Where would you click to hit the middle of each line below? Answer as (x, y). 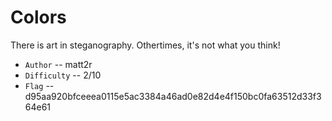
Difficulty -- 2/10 (63, 75)
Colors (38, 17)
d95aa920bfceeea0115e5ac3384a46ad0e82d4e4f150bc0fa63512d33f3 (173, 96)
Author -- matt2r (58, 64)
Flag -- (39, 85)
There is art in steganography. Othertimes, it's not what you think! (145, 45)
